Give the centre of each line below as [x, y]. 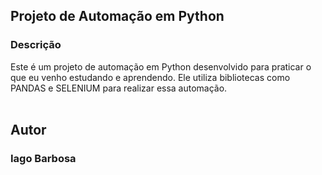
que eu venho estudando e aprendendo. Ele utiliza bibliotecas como [150, 77]
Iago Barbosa [43, 158]
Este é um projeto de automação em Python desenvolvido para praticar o [161, 66]
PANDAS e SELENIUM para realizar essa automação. [119, 88]
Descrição [36, 45]
